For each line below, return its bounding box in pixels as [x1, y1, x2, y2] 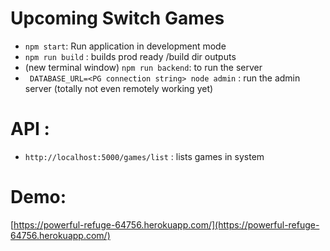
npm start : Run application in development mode [24, 40, 227, 52]
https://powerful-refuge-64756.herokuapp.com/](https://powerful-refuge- [13, 218, 320, 231]
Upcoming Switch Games [10, 7, 225, 30]
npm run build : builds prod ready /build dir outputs [24, 50, 237, 62]
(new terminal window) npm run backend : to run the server [24, 61, 263, 73]
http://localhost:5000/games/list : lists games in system [24, 150, 265, 162]
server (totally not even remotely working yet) [24, 82, 214, 94]
